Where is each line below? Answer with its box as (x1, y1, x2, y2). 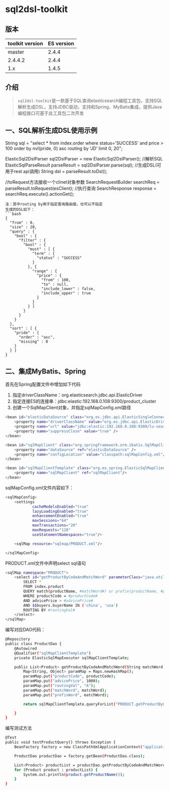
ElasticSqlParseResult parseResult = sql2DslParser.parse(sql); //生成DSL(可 (5, 162, 161, 168)
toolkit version (8, 40, 43, 47)
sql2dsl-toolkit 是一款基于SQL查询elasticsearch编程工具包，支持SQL (17, 97, 163, 104)
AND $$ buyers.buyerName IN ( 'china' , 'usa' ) (23, 603, 118, 608)
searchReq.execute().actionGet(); (5, 191, 74, 197)
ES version (47, 40, 74, 47)
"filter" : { (18, 238, 46, 243)
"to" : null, (41, 282, 69, 287)
